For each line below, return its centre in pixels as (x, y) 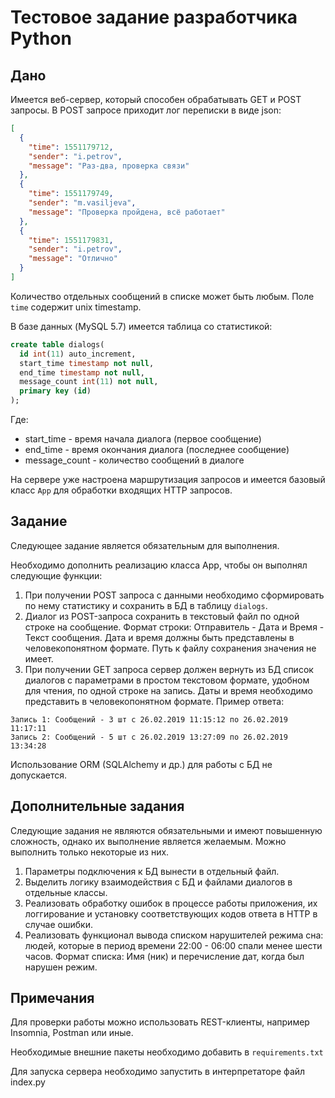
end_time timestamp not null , (82, 372)
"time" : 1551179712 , (71, 147)
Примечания (52, 998)
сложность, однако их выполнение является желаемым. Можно (148, 841)
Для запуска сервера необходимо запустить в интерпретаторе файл (158, 1072)
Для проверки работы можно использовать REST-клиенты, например (160, 1022)
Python (41, 38)
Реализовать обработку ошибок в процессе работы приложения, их (171, 903)
